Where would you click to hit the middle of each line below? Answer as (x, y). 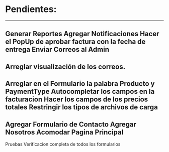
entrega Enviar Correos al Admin (57, 49)
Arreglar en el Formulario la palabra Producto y (80, 84)
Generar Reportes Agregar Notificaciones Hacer (82, 34)
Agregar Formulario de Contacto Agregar (71, 124)
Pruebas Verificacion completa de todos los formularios (63, 144)
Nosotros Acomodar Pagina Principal (64, 132)
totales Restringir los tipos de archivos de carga (82, 107)
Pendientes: (31, 9)
